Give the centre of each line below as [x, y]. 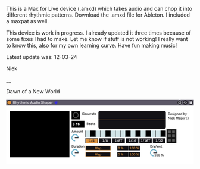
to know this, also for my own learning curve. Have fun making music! [92, 45]
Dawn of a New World [33, 91]
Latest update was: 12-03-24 [42, 57]
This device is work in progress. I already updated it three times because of [99, 33]
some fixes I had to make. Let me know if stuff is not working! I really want [97, 39]
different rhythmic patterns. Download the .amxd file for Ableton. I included [98, 15]
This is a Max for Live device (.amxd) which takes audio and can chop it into [99, 9]
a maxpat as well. [28, 21]
